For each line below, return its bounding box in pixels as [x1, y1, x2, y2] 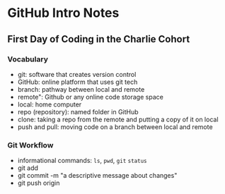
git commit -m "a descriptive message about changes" [17, 171, 178, 180]
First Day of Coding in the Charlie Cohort [7, 33, 190, 45]
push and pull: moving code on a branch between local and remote [17, 122, 214, 131]
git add [17, 164, 39, 172]
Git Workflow [7, 140, 54, 150]
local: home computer [17, 100, 82, 109]
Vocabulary [7, 54, 48, 64]
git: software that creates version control [17, 70, 137, 78]
